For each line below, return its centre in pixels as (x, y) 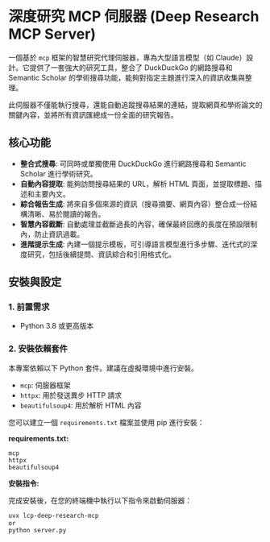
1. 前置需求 (29, 307)
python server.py (37, 531)
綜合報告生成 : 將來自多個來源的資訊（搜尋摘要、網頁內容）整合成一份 (135, 204)
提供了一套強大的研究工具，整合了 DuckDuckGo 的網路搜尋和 (131, 67)
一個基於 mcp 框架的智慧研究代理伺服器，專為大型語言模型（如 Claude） (127, 57)
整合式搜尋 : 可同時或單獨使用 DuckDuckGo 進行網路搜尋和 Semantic (133, 163)
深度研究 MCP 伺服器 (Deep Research (134, 17)
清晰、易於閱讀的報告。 (66, 213)
